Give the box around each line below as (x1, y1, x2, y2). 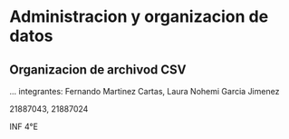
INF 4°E (9, 121, 39, 132)
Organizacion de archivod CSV (9, 62, 187, 77)
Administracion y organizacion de (9, 6, 269, 27)
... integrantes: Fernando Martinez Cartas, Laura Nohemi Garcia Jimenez (9, 86, 280, 96)
